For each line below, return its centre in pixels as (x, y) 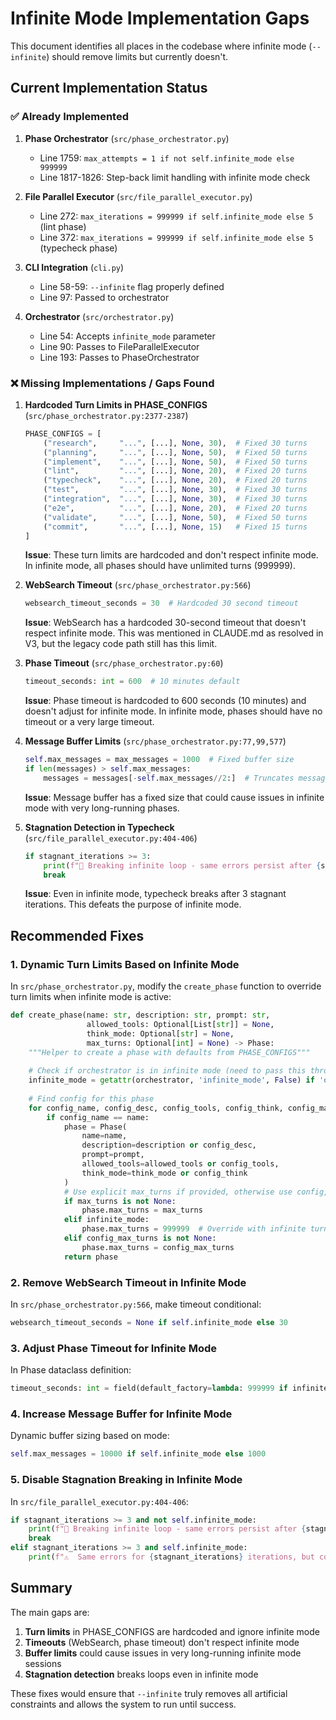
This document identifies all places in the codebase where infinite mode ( (161, 46)
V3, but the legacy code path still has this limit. (121, 644)
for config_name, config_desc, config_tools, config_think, (156, 1108)
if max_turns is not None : (120, 1201)
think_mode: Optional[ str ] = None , (160, 1033)
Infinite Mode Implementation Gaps (160, 18)
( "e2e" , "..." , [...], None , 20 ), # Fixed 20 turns (175, 508)
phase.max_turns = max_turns (142, 1210)
